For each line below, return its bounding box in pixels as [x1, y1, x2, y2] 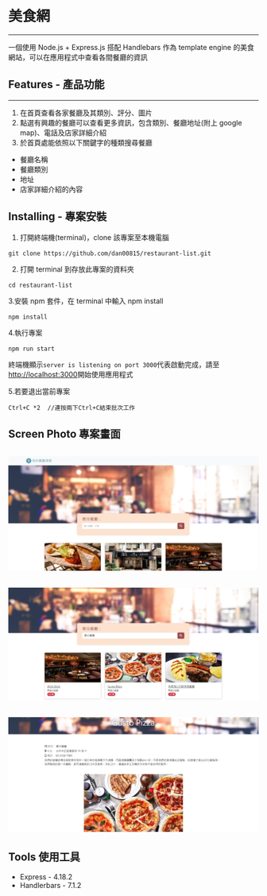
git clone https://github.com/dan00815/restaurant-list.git [8, 249, 212, 257]
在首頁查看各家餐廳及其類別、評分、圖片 [19, 108, 153, 118]
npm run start [8, 345, 56, 353]
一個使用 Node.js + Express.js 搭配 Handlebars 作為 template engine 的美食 [8, 42, 254, 52]
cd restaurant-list [8, 281, 73, 289]
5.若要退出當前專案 [8, 386, 70, 396]
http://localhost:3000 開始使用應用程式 [8, 369, 133, 379]
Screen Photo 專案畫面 [8, 427, 122, 441]
